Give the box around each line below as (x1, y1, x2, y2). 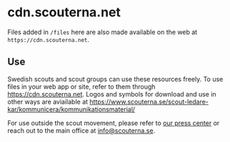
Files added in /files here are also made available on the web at (7, 28, 198, 36)
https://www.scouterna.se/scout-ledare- (89, 97, 209, 106)
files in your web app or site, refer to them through (7, 82, 156, 91)
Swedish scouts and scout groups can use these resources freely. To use (7, 75, 224, 83)
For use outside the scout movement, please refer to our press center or (7, 119, 220, 127)
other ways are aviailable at (7, 97, 88, 106)
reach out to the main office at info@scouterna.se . (7, 126, 156, 135)
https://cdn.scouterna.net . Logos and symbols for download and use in (7, 89, 216, 98)
